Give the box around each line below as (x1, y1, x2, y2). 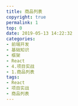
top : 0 (6, 25, 22, 31)
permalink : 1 (6, 19, 38, 25)
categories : (6, 36, 35, 42)
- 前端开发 (6, 42, 30, 48)
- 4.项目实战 (6, 63, 35, 69)
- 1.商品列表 (6, 69, 35, 75)
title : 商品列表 (6, 8, 43, 15)
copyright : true (6, 14, 46, 20)
